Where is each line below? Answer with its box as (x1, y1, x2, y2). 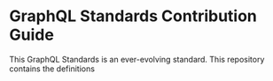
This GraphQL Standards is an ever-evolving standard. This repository (9, 54, 265, 64)
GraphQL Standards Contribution (9, 6, 257, 26)
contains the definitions (9, 63, 96, 74)
